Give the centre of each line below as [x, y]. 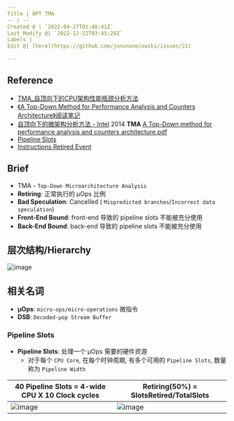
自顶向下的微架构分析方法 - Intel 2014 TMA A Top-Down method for [115, 124]
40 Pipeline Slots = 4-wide [60, 386]
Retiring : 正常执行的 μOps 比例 [61, 193]
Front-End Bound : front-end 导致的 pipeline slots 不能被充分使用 [110, 217]
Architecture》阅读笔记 [49, 115]
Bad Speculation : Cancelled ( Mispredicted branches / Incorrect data [116, 201]
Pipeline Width [63, 369]
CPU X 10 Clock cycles [60, 395]
